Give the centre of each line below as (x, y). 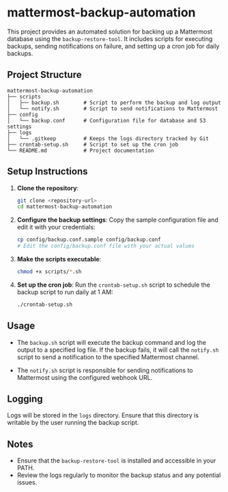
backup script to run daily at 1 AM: (65, 292)
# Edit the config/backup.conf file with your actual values (106, 246)
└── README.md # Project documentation (81, 151)
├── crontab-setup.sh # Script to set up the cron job (93, 144)
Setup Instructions (47, 171)
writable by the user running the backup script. (73, 423)
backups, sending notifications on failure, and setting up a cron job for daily (113, 46)
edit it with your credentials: (56, 227)
